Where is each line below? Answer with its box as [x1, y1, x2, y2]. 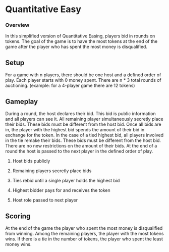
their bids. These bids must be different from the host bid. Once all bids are [5, 121, 161, 127]
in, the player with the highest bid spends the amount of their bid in [5, 127, 145, 133]
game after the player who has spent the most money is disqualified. [5, 44, 148, 50]
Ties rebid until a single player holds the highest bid [12, 178, 120, 184]
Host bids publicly [12, 158, 50, 164]
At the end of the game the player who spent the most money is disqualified [5, 225, 163, 231]
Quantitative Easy [5, 4, 82, 15]
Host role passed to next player [12, 197, 78, 203]
